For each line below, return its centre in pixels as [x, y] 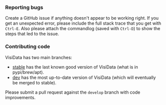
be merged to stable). [34, 82]
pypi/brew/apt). [28, 72]
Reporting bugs [24, 7]
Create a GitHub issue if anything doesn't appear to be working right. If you [82, 18]
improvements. [20, 97]
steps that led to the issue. [32, 34]
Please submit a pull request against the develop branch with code [73, 92]
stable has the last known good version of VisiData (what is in [75, 67]
